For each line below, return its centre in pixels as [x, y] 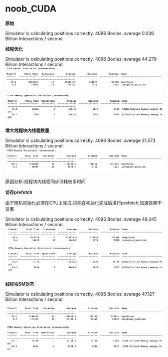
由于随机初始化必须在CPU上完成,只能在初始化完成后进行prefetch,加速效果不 [83, 203]
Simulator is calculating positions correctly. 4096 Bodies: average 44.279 [81, 59]
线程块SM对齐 [20, 284]
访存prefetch [19, 192]
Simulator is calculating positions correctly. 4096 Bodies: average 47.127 [80, 294]
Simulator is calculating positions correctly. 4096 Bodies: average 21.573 [80, 140]
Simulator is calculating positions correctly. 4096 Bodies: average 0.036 [80, 33]
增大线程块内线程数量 [27, 130]
